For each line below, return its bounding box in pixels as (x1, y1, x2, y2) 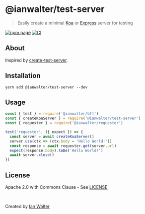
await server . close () (9, 152, 55, 157)
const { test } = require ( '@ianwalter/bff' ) (5, 111, 99, 116)
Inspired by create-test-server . (5, 57, 68, 63)
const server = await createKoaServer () (9, 134, 94, 139)
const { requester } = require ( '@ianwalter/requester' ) (5, 121, 123, 126)
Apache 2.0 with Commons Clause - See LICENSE (5, 184, 108, 190)
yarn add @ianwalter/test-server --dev (5, 84, 88, 90)
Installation (5, 71, 41, 80)
